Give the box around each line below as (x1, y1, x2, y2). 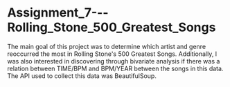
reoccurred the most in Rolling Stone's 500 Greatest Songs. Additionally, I (7, 50, 218, 58)
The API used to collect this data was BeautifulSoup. (7, 71, 157, 80)
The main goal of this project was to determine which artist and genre (7, 42, 206, 50)
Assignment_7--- (7, 5, 109, 21)
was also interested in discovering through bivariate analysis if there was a (7, 57, 220, 65)
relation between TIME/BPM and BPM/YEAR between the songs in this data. (7, 64, 224, 72)
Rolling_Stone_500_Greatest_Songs (7, 19, 216, 35)
